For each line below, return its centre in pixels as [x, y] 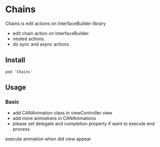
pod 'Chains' [19, 72]
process [21, 129]
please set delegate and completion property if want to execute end [84, 124]
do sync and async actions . [42, 44]
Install [15, 60]
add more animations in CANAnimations [54, 119]
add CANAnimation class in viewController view [62, 113]
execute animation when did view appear [48, 139]
